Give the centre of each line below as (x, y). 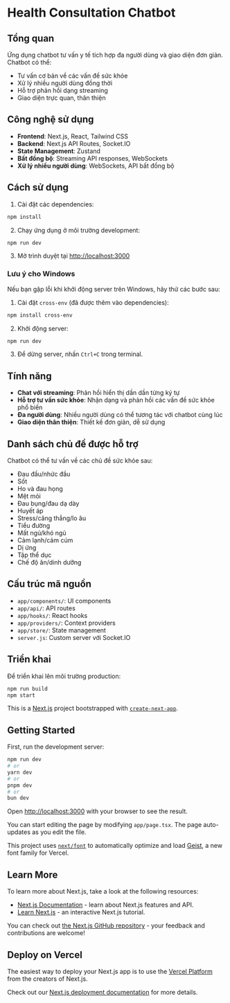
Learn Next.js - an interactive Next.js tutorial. (81, 912)
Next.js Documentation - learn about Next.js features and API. (105, 905)
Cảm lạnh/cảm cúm (45, 540)
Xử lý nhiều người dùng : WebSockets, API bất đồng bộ (96, 166)
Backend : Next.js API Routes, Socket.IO (74, 143)
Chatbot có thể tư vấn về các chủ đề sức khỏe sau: (80, 461)
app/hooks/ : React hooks (52, 615)
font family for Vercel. (38, 853)
